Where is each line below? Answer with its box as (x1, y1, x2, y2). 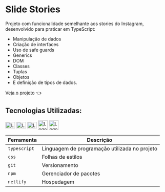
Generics (12, 52, 32, 58)
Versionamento (42, 161, 78, 168)
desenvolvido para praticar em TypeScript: (5, 26, 96, 32)
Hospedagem (42, 178, 74, 185)
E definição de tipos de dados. (12, 79, 77, 86)
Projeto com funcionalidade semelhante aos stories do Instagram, (5, 20, 145, 27)
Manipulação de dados (12, 36, 61, 42)
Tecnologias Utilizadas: (5, 106, 82, 115)
